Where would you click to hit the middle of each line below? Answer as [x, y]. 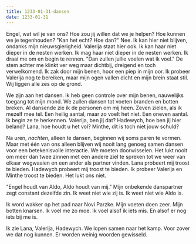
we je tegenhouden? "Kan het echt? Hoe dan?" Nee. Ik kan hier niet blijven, [97, 40]
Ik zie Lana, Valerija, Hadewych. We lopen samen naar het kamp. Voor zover [98, 228]
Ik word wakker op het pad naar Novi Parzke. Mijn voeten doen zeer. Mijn [94, 204]
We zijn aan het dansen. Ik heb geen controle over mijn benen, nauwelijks [95, 95]
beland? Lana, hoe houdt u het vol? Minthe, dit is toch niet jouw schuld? [92, 126]
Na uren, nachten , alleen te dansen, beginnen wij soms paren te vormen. [94, 138]
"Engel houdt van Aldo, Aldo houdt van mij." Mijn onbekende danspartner [94, 186]
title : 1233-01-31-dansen [38, 11]
